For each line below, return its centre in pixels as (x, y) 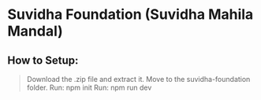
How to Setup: (43, 60)
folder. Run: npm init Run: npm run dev (89, 87)
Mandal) (35, 31)
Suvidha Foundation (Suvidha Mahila (130, 15)
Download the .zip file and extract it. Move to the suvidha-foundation (138, 79)
